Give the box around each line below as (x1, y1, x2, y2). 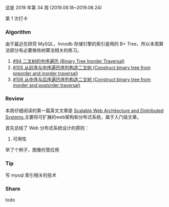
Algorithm (5, 28, 31, 35)
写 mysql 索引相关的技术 (5, 172, 57, 178)
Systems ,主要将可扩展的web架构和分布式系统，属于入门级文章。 (5, 114, 142, 120)
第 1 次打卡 (5, 15, 28, 22)
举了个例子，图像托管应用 (5, 146, 59, 153)
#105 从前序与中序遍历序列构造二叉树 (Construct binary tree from (12, 65, 151, 71)
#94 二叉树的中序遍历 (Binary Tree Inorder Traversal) (12, 58, 125, 64)
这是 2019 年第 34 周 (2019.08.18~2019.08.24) (5, 5, 102, 10)
